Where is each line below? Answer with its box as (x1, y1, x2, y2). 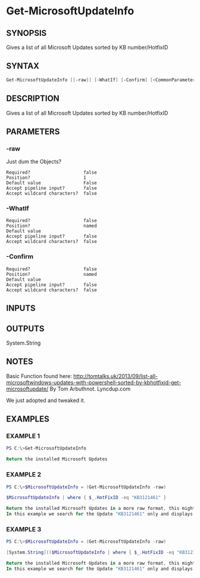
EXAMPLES (6, 414, 49, 425)
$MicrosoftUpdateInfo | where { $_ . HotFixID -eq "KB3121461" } (6, 494, 167, 501)
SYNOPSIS (6, 28, 47, 38)
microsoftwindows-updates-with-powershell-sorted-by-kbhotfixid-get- (6, 379, 182, 386)
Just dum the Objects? (6, 158, 62, 165)
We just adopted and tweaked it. (6, 396, 86, 404)
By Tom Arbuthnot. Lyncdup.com (49, 385, 131, 392)
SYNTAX (6, 61, 40, 71)
